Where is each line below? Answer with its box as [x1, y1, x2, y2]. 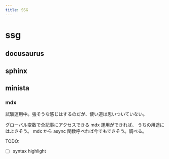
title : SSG [5, 7, 28, 13]
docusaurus [5, 49, 44, 58]
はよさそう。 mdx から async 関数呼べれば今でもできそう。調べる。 [5, 128, 147, 134]
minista [5, 84, 29, 92]
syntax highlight [12, 148, 47, 154]
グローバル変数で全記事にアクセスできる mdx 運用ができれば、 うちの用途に [5, 122, 165, 128]
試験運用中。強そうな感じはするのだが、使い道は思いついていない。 [5, 111, 148, 117]
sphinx [5, 66, 28, 75]
